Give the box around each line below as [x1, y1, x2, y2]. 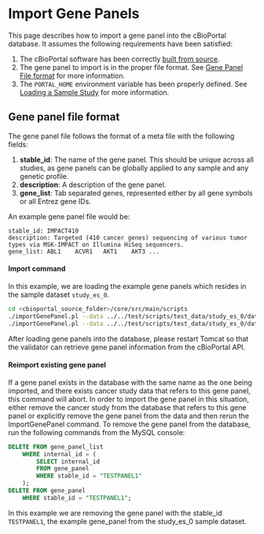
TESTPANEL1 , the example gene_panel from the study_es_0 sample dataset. [8, 516, 247, 526]
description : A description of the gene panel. [19, 180, 167, 189]
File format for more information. [19, 71, 126, 80]
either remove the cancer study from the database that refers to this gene [8, 402, 247, 412]
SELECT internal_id [36, 457, 101, 466]
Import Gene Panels [8, 5, 140, 23]
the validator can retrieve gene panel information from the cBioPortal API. [8, 342, 246, 352]
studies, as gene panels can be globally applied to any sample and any [19, 163, 249, 173]
